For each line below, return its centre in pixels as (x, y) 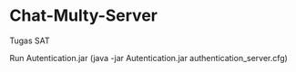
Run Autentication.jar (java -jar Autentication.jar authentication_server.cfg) (149, 58)
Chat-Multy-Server (83, 16)
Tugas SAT (30, 40)
